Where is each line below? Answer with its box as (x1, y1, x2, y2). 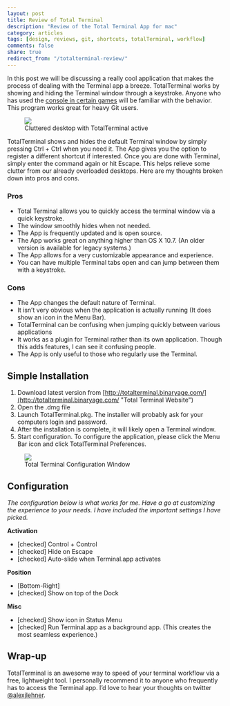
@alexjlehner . (7, 691, 46, 699)
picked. (7, 513, 29, 521)
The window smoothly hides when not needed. (17, 222, 151, 230)
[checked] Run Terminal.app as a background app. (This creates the (17, 623, 211, 631)
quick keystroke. (17, 214, 64, 223)
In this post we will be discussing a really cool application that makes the (7, 74, 214, 82)
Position (7, 568, 32, 576)
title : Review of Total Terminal (7, 17, 104, 24)
